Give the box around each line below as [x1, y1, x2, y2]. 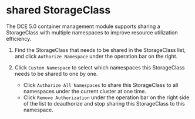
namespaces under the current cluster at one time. [23, 87, 147, 94]
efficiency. [6, 35, 32, 42]
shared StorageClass [6, 3, 111, 17]
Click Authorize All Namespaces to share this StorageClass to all [23, 81, 179, 88]
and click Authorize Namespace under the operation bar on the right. [14, 52, 178, 60]
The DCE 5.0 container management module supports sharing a [6, 23, 160, 30]
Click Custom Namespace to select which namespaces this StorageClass [14, 64, 185, 71]
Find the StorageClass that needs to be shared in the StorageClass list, [14, 46, 186, 53]
